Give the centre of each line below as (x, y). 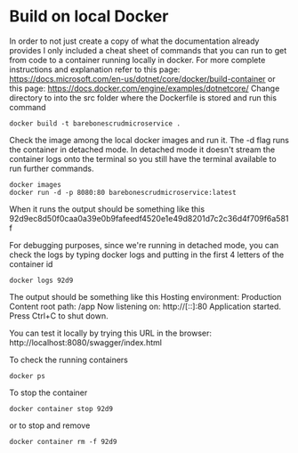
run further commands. (52, 168)
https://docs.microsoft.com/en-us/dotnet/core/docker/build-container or (142, 78)
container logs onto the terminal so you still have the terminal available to (143, 158)
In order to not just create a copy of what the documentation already (134, 41)
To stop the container (48, 392)
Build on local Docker (89, 16)
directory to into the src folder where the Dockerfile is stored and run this (143, 97)
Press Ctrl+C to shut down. (59, 315)
